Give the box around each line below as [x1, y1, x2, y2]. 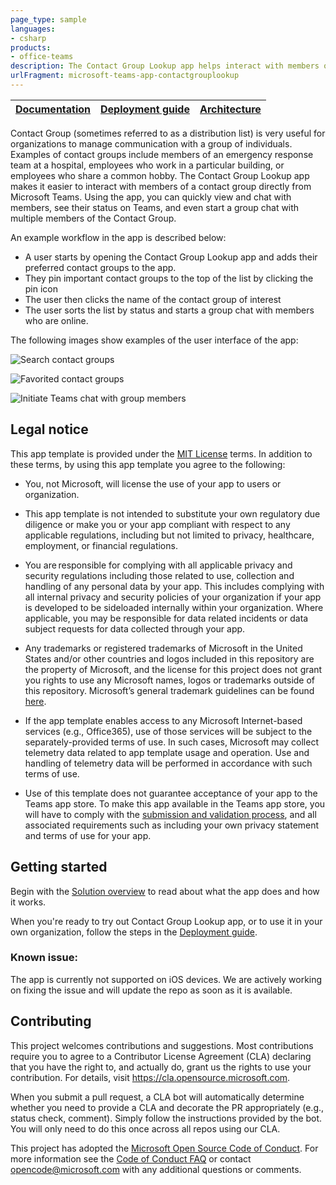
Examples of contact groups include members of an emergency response [10, 148, 314, 160]
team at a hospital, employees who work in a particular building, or [10, 159, 285, 171]
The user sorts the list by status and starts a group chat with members [24, 304, 315, 316]
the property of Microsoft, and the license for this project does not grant [24, 663, 323, 675]
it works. [10, 896, 47, 908]
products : [10, 42, 52, 53]
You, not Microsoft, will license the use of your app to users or [24, 477, 282, 490]
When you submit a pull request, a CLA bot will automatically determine [10, 1091, 305, 1103]
